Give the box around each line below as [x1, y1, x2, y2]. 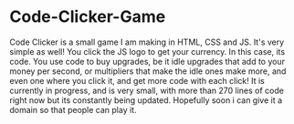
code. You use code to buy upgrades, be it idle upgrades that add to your [9, 56, 286, 67]
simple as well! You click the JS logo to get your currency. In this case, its [9, 46, 286, 57]
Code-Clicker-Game [9, 6, 166, 27]
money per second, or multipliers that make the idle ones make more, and [9, 66, 287, 77]
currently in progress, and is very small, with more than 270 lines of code [9, 85, 285, 96]
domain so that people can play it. [9, 104, 137, 115]
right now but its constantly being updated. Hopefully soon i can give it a [9, 94, 283, 106]
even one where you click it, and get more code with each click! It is [9, 75, 265, 86]
